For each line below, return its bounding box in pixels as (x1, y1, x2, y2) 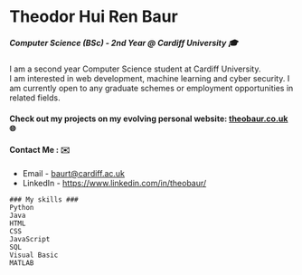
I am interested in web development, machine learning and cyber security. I (9, 73, 290, 84)
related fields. (9, 92, 61, 103)
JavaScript (9, 234, 51, 243)
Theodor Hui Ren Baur (9, 6, 178, 27)
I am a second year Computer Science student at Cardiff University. (9, 63, 261, 74)
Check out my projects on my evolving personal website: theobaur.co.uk (9, 113, 288, 124)
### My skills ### (9, 194, 79, 204)
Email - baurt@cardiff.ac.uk (22, 167, 125, 178)
